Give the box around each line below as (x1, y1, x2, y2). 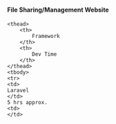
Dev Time (32, 51, 57, 58)
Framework (32, 33, 60, 40)
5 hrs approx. (7, 99, 48, 106)
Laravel (7, 87, 30, 94)
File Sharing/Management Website (7, 6, 109, 14)
